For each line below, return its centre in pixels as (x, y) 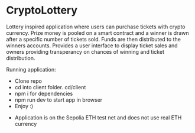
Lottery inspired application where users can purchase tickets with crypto (96, 27)
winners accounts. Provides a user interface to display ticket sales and (92, 46)
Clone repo (28, 81)
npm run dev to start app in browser (58, 100)
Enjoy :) (24, 106)
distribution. (21, 58)
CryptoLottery (42, 10)
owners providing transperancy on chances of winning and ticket (85, 51)
